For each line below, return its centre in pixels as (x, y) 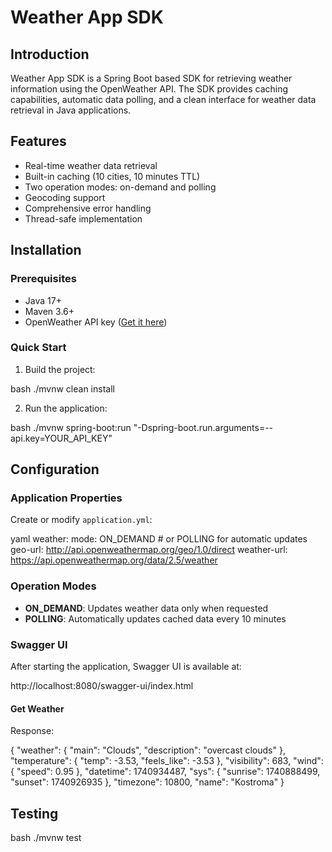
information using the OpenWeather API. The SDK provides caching (149, 89)
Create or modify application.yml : (81, 520)
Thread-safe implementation (83, 218)
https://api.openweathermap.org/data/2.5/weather (114, 560)
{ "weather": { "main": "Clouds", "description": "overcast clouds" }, (148, 750)
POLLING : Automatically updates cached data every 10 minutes (155, 618)
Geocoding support (65, 197)
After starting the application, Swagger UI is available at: (126, 667)
